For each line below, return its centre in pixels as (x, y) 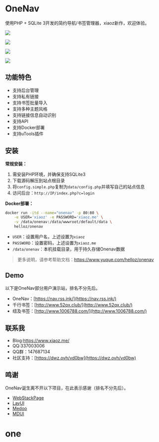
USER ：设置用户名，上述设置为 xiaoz (49, 237)
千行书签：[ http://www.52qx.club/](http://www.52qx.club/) (72, 305)
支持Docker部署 (29, 127)
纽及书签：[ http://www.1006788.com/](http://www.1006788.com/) (79, 311)
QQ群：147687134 (31, 351)
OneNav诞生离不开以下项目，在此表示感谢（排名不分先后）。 (67, 388)
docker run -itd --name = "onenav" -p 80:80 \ (52, 213)
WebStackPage (28, 398)
